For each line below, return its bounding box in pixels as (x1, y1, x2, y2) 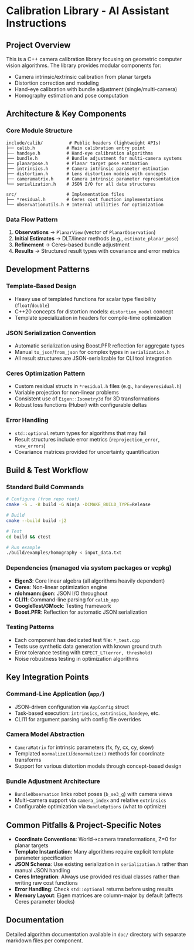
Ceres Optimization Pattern (6, 369, 86, 377)
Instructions (6, 16, 67, 30)
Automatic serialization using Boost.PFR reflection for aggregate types (14, 342, 185, 349)
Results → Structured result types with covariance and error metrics (14, 247, 180, 254)
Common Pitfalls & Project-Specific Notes (6, 820, 162, 830)
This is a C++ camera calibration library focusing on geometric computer (6, 56, 182, 62)
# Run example (6, 544, 41, 550)
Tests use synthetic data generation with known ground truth (14, 643, 162, 650)
